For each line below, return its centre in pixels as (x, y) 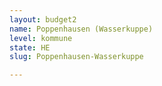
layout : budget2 (43, 19)
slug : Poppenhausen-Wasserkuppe (76, 57)
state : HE (30, 47)
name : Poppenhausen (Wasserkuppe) (81, 29)
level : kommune (41, 38)
